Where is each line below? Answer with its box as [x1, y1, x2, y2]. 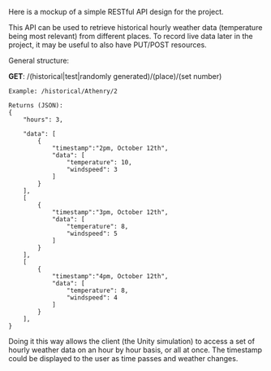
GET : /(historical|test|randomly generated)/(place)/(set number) [8, 72, 222, 81]
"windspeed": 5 [66, 229, 118, 238]
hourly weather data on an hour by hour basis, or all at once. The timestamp [8, 345, 262, 355]
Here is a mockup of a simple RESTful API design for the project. [8, 7, 225, 16]
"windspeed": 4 [66, 294, 118, 302]
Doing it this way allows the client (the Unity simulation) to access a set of [8, 337, 256, 346]
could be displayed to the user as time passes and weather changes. [8, 354, 239, 363]
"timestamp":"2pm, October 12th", [51, 144, 169, 152]
